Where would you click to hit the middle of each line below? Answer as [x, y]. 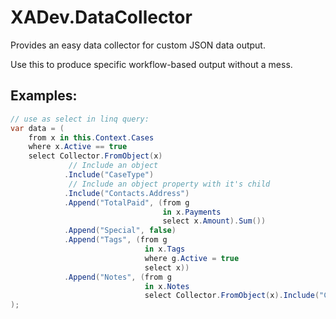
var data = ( [37, 128]
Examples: [44, 96]
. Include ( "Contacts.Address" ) [126, 193]
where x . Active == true [78, 147]
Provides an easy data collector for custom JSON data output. [138, 45]
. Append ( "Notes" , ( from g [117, 277]
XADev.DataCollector [101, 17]
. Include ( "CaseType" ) [109, 175]
